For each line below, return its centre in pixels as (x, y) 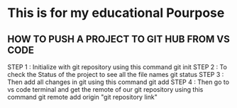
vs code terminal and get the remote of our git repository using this (105, 89)
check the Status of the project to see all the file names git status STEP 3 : (116, 74)
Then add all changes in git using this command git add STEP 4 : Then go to (118, 82)
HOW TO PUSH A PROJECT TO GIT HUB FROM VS (119, 39)
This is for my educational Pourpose (116, 13)
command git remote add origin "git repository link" (82, 97)
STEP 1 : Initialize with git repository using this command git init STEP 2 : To (117, 67)
